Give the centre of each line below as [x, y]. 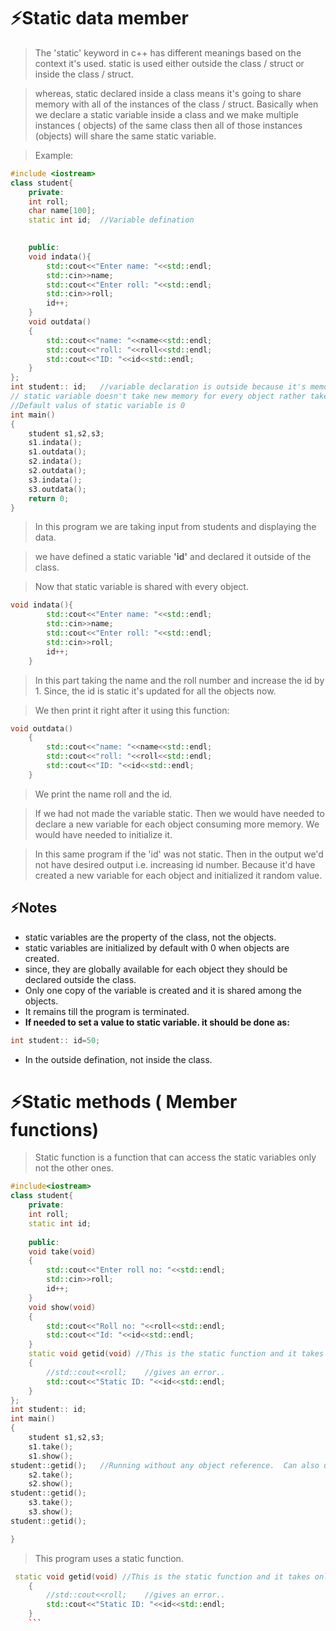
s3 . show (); [51, 1512]
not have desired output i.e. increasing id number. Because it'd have [175, 864]
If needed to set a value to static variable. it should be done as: [157, 1022]
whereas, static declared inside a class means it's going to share [168, 93]
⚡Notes [34, 908]
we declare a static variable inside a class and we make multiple [166, 114]
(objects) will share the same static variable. [125, 136]
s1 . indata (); [55, 443]
